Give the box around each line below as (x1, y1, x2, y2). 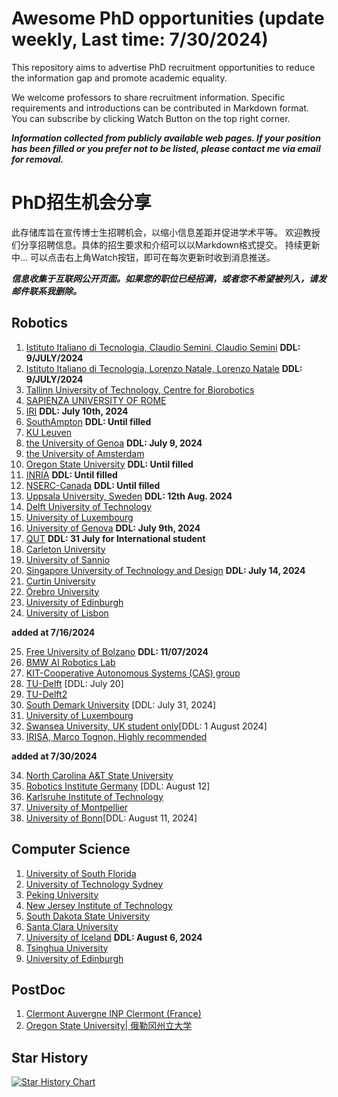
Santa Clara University (25, 920, 119, 932)
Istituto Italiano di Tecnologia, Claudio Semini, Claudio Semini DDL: (25, 341, 301, 353)
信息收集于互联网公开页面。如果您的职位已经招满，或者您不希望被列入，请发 (11, 272, 327, 284)
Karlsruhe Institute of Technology (25, 790, 164, 802)
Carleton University (25, 543, 106, 555)
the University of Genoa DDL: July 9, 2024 (25, 437, 203, 449)
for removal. (11, 153, 64, 165)
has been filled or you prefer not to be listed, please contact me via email (11, 142, 321, 154)
